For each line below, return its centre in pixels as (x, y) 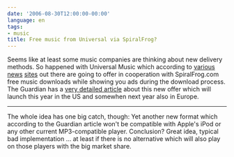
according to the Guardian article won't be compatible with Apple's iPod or (114, 124)
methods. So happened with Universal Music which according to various (111, 67)
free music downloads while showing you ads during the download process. (117, 82)
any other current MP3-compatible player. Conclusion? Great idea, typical (113, 132)
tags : (15, 27)
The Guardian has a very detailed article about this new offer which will (109, 89)
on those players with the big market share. (69, 147)
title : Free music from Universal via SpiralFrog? (82, 40)
